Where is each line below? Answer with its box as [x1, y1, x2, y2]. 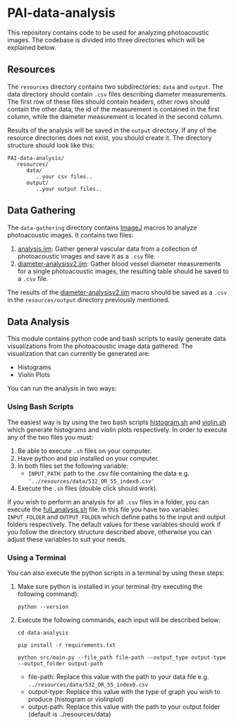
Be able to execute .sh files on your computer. [17, 446, 152, 455]
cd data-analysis [17, 629, 69, 636]
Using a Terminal [7, 552, 66, 562]
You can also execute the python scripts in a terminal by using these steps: [7, 569, 225, 577]
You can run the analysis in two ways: [7, 384, 117, 392]
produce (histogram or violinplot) [27, 695, 124, 703]
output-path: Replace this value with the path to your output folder [27, 702, 221, 711]
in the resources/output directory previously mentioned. [7, 295, 170, 304]
